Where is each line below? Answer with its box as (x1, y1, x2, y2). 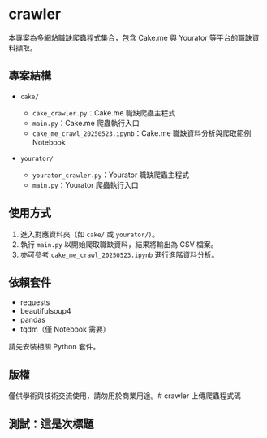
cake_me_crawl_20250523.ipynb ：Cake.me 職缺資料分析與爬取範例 (32, 128, 252, 138)
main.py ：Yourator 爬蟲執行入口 (32, 180, 139, 189)
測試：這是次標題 (8, 417, 94, 431)
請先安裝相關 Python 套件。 (8, 342, 101, 352)
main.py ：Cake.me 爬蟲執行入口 (32, 118, 140, 128)
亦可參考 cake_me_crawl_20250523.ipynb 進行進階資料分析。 (19, 249, 219, 259)
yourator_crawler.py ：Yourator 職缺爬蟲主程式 (32, 170, 189, 180)
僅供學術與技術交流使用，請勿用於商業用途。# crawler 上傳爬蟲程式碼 (8, 391, 242, 401)
